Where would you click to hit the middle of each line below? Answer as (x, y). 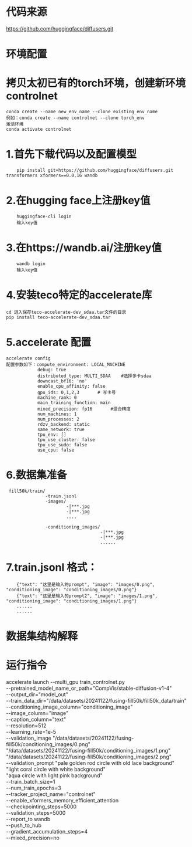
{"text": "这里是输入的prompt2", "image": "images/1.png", (87, 596)
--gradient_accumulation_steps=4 (47, 831)
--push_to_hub (24, 825)
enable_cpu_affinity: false (71, 386)
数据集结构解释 (42, 636)
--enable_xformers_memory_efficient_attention (62, 800)
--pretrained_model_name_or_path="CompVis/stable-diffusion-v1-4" (89, 688)
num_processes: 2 (58, 419)
